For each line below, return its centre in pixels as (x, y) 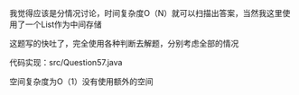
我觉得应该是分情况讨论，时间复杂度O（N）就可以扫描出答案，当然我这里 (146, 13)
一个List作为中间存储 (63, 24)
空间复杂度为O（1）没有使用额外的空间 (81, 82)
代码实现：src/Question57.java (66, 62)
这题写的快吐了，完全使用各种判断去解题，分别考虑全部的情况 (124, 43)
